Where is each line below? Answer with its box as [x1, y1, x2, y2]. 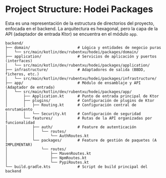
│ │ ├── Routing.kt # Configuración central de [5, 102, 137, 107]
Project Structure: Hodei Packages [5, 4, 153, 15]
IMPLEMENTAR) [5, 142, 33, 147]
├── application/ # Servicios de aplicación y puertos [5, 54, 157, 59]
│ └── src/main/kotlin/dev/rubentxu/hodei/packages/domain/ [5, 49, 139, 54]
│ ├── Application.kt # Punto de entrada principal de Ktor [5, 93, 159, 99]
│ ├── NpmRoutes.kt [5, 155, 87, 160]
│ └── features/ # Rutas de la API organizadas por [5, 115, 152, 121]
